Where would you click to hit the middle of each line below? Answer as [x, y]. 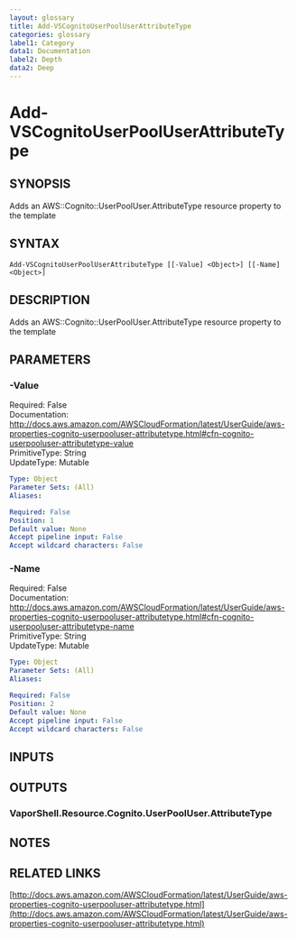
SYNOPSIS [40, 184]
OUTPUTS [38, 788]
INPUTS [32, 757]
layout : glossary [42, 18]
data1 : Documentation [50, 51]
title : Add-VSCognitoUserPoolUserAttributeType [101, 26]
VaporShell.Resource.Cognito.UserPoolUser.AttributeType [141, 814]
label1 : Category [42, 43]
